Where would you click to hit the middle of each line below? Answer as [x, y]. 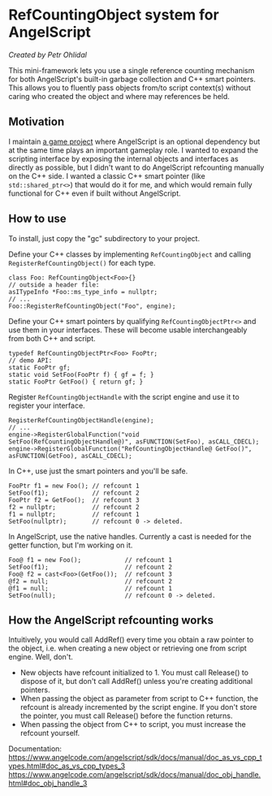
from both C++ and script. [52, 338]
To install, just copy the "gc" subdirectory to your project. [104, 238]
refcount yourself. [50, 733]
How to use [37, 219]
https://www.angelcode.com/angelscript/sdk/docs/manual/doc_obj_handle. [135, 775]
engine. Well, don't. [41, 657]
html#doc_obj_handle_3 [48, 783]
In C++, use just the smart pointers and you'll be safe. [98, 471]
